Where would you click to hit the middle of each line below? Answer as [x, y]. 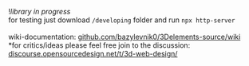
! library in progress [40, 12]
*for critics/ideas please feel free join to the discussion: [99, 45]
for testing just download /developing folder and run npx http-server [122, 20]
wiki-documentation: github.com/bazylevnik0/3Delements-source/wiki [125, 37]
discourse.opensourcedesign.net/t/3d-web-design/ [93, 54]
